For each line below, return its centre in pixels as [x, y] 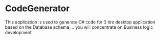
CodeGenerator [37, 9]
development [18, 32]
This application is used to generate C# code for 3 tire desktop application [80, 22]
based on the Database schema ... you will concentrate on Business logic [79, 27]
